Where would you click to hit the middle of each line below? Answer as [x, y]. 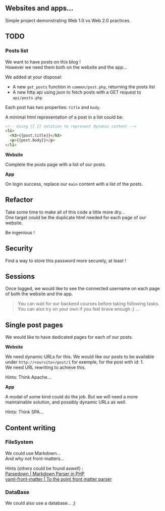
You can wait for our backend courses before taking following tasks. [89, 304]
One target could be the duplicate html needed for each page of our [76, 217]
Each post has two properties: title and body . [53, 107]
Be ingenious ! [20, 232]
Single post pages [34, 325]
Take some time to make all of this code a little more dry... [65, 212]
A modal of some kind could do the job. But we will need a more [71, 397]
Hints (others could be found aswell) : [44, 468]
